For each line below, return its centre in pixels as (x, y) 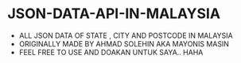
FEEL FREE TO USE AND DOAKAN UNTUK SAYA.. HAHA (111, 52)
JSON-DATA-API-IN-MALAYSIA (114, 14)
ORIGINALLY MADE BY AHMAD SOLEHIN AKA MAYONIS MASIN (124, 43)
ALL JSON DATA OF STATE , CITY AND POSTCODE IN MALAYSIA (126, 35)
